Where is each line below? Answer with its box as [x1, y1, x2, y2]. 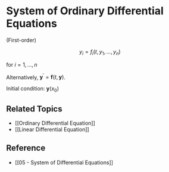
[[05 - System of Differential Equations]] [14, 159, 114, 166]
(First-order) [6, 36, 37, 43]
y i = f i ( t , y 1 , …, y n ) [79, 48, 121, 57]
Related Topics [6, 104, 62, 114]
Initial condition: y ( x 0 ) [6, 85, 60, 93]
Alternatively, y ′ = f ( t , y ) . [6, 73, 65, 81]
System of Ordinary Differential [6, 4, 164, 18]
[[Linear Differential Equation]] [14, 126, 89, 133]
